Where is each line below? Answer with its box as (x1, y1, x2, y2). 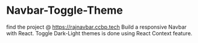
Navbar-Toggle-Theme (6, 4, 123, 17)
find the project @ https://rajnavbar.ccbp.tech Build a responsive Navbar (6, 23, 187, 30)
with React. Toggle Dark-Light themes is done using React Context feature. (6, 29, 193, 36)
